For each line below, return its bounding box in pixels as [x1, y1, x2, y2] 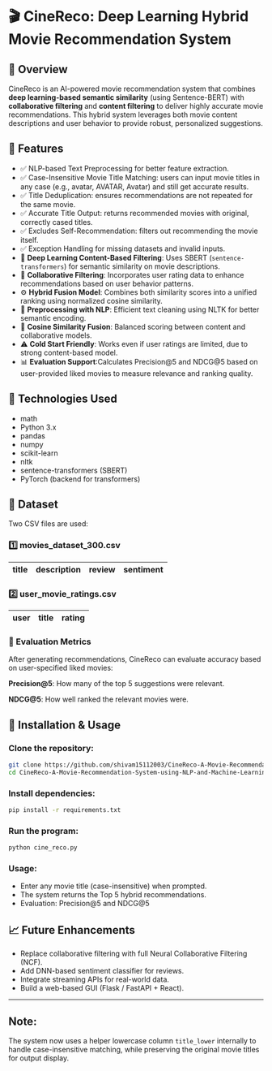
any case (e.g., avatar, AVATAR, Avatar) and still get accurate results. [19, 181, 249, 192]
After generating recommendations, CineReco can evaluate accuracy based [8, 654, 261, 664]
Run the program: [8, 825, 79, 836]
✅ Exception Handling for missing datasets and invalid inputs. [19, 244, 226, 253]
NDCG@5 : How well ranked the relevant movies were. [8, 694, 189, 704]
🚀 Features [8, 142, 64, 156]
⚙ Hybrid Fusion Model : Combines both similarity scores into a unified [19, 287, 257, 297]
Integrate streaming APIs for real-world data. [19, 974, 170, 984]
